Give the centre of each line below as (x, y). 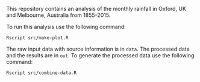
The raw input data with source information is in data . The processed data (98, 49)
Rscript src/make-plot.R (37, 38)
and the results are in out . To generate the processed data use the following (100, 55)
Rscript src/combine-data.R (42, 73)
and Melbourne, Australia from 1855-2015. (58, 15)
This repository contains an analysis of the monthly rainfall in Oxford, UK (96, 9)
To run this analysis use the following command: (66, 27)
